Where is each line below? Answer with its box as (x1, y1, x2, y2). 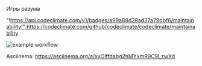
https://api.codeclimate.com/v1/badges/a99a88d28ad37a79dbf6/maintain (10, 17, 195, 23)
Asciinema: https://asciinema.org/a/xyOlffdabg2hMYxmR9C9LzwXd (6, 53, 175, 59)
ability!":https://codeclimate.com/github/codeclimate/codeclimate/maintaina (6, 23, 196, 30)
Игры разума (6, 5, 40, 12)
